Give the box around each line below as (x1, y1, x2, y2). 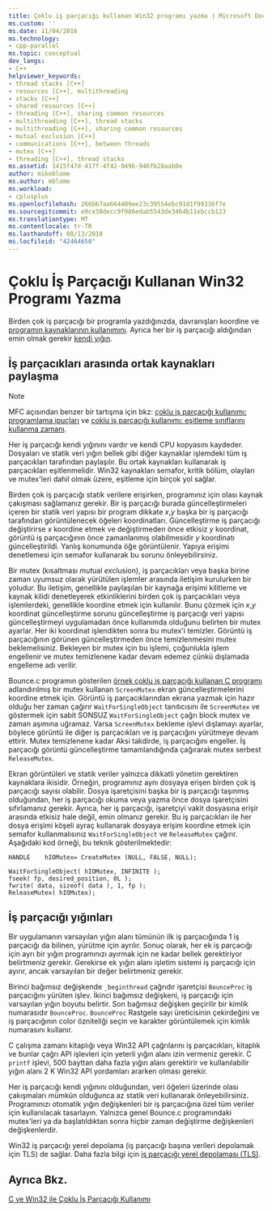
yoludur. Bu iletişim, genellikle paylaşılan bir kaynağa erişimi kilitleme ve (8, 583, 247, 592)
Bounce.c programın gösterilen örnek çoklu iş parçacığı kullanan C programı (8, 676, 263, 685)
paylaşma (8, 370, 59, 384)
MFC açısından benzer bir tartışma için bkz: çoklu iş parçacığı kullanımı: (8, 406, 247, 417)
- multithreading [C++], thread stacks (8, 117, 143, 125)
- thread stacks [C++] (8, 79, 85, 87)
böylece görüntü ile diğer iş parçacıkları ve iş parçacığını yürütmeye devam (8, 727, 259, 737)
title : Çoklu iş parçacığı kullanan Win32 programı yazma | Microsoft (8, 11, 252, 20)
